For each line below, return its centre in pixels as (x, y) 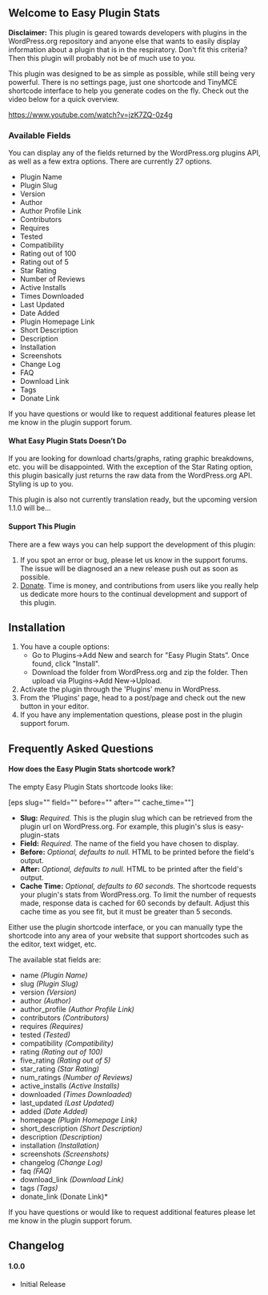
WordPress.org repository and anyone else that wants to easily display (124, 41)
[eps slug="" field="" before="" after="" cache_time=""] (101, 802)
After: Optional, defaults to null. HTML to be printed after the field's (131, 869)
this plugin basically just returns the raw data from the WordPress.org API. (130, 475)
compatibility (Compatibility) (67, 1043)
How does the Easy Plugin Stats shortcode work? (92, 769)
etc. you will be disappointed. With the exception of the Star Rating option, (131, 467)
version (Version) (48, 992)
